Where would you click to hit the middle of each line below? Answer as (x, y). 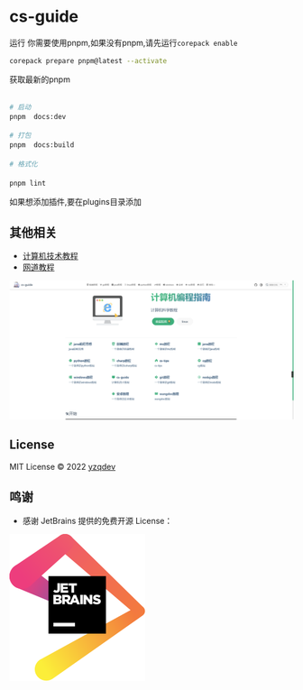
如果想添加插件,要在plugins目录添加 (75, 201)
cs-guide (44, 17)
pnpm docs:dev (38, 116)
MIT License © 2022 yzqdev (63, 466)
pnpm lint (28, 183)
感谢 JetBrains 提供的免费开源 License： (97, 520)
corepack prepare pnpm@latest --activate (88, 60)
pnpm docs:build (42, 145)
